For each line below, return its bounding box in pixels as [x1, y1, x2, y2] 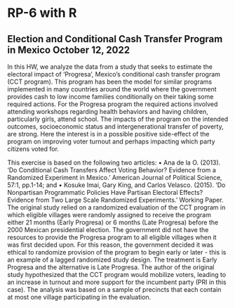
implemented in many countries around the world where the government [7, 85, 217, 93]
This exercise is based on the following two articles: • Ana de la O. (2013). [7, 158, 221, 167]
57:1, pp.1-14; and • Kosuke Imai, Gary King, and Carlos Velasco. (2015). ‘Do [7, 181, 226, 189]
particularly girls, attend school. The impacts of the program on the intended [7, 115, 229, 123]
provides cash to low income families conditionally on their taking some [7, 93, 214, 101]
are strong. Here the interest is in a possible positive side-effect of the [7, 130, 210, 138]
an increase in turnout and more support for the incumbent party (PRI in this [7, 278, 227, 286]
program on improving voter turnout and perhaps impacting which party [7, 137, 215, 146]
